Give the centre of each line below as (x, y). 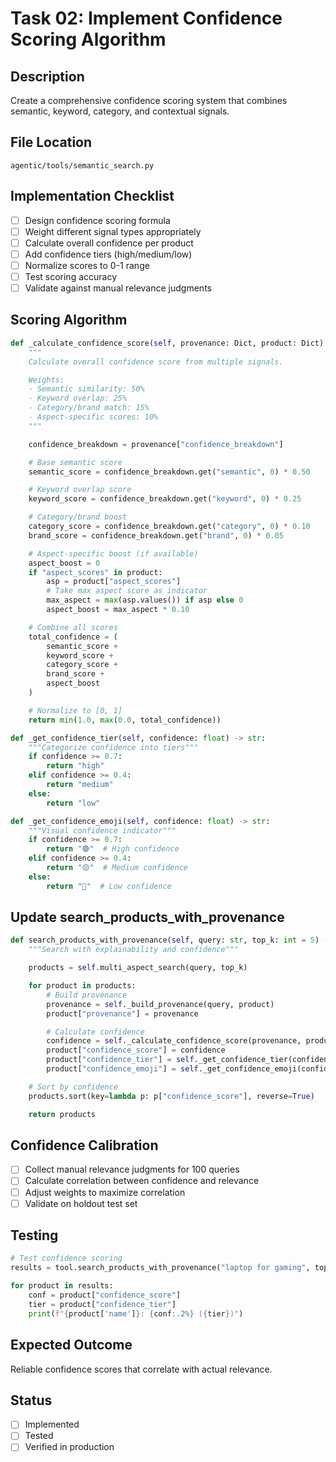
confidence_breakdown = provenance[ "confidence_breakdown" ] (156, 444)
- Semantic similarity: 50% (86, 389)
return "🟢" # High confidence (113, 849)
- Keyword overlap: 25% (78, 398)
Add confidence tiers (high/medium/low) (108, 254)
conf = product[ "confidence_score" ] (105, 1295)
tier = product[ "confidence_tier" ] (102, 1304)
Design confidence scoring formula (97, 220)
